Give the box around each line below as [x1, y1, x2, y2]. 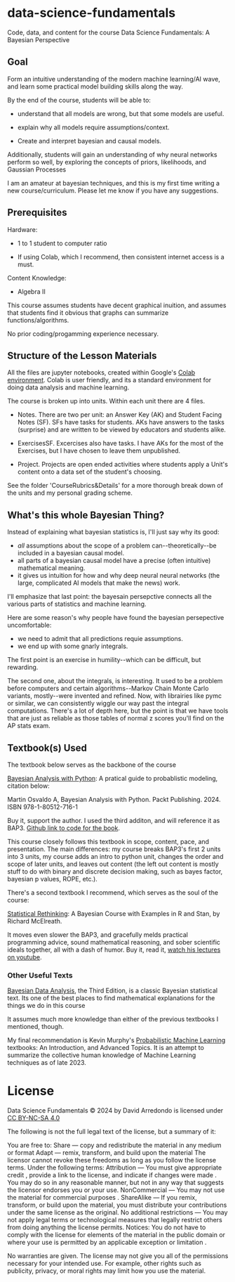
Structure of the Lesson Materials [7, 349, 157, 361]
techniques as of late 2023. [7, 1058, 86, 1067]
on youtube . [7, 953, 42, 961]
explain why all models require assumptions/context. [17, 123, 170, 131]
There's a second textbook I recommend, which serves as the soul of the [7, 888, 219, 897]
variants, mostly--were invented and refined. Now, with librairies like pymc [7, 692, 222, 700]
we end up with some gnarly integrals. [17, 642, 128, 651]
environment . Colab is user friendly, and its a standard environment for [7, 376, 212, 384]
